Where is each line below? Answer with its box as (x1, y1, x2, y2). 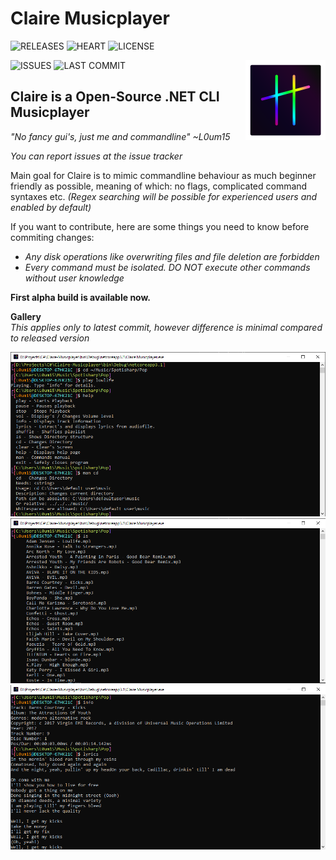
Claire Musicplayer (10, 7, 170, 30)
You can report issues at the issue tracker (10, 150, 183, 162)
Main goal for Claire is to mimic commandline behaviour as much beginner (10, 169, 317, 181)
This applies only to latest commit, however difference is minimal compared (10, 321, 323, 333)
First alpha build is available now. (10, 291, 152, 303)
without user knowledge (24, 272, 125, 284)
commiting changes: (10, 231, 95, 243)
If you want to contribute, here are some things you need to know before (10, 220, 310, 232)
